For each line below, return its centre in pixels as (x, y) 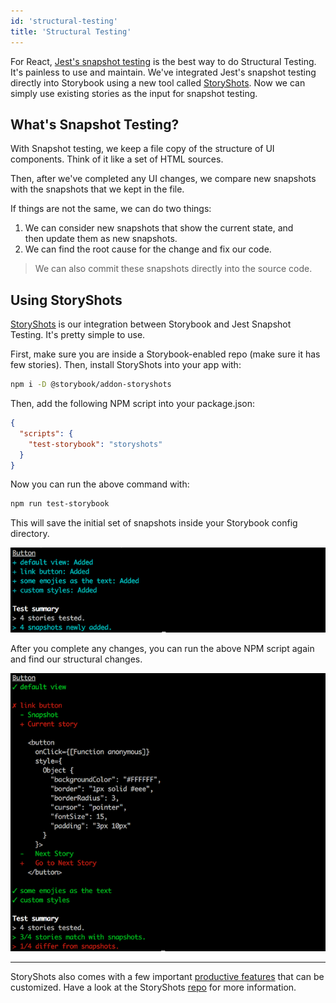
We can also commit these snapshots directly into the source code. (173, 269)
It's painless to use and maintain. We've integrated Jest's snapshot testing (163, 72)
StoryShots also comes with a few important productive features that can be (167, 977)
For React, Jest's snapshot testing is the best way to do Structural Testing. (163, 61)
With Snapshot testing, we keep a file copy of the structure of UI (142, 149)
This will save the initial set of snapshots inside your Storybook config (154, 523)
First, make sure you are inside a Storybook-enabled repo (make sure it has (165, 354)
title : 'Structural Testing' (71, 31)
